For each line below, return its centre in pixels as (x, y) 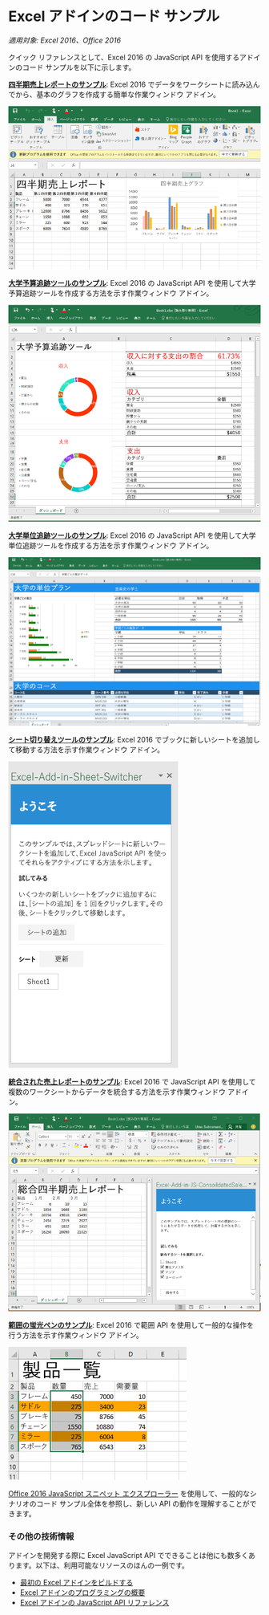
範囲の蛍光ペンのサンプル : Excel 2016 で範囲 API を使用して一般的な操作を (131, 1325)
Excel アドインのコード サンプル (114, 16)
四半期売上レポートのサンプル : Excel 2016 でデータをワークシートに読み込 (131, 84)
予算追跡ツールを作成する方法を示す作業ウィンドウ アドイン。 (111, 293)
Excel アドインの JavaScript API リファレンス (94, 1603)
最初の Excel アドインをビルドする (76, 1583)
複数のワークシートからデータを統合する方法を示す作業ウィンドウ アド (125, 1092)
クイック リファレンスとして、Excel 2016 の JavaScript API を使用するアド (131, 57)
